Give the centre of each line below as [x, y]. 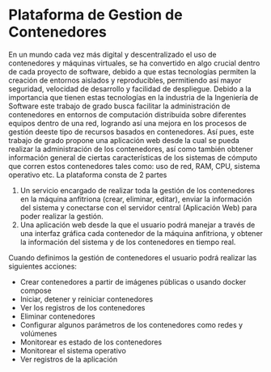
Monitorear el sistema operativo [73, 350]
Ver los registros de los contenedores [83, 307]
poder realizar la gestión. [61, 216]
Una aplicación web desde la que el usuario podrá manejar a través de [138, 225]
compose [36, 290]
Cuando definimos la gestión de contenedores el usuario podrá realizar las [133, 257]
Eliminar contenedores [57, 316]
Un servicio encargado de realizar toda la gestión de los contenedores [137, 190]
